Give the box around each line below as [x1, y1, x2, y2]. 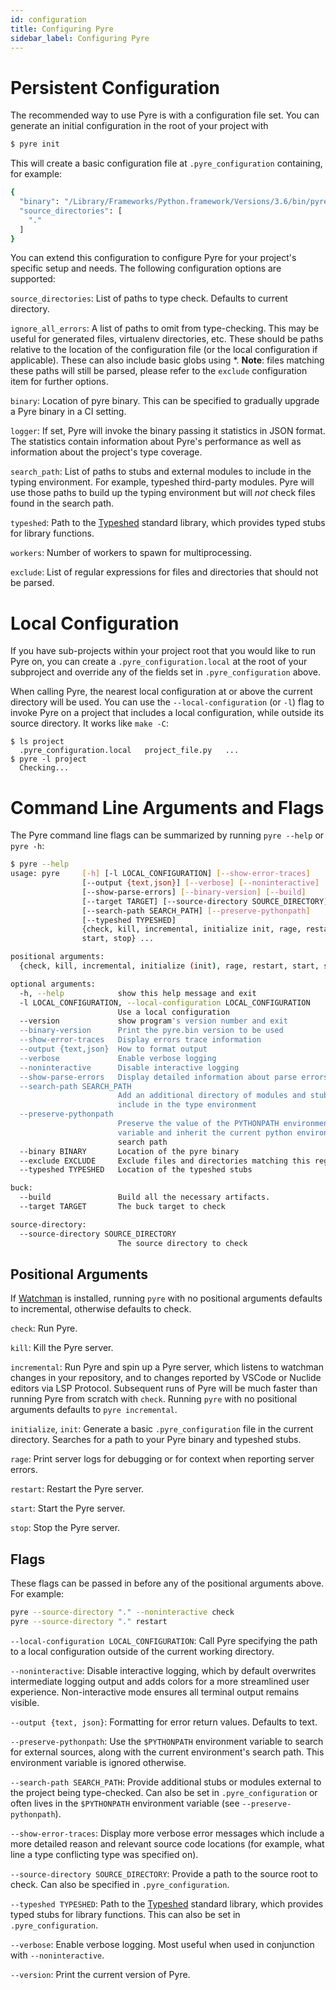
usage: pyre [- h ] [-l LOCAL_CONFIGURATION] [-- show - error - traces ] [10, 869, 311, 879]
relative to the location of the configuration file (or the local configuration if [10, 344, 318, 356]
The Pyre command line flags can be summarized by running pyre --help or [10, 829, 325, 841]
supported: [10, 273, 56, 285]
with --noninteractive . [10, 1949, 105, 1961]
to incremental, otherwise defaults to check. [10, 1303, 192, 1315]
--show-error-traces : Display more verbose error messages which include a [10, 1827, 325, 1839]
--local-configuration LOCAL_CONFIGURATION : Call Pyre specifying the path [10, 1634, 318, 1646]
